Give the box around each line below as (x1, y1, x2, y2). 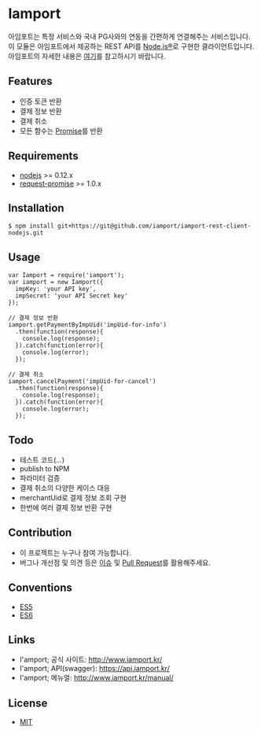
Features (8, 75, 53, 88)
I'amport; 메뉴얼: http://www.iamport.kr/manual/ (19, 673, 175, 683)
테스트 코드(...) (19, 456, 65, 464)
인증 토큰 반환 (19, 96, 62, 106)
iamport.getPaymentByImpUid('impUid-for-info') (8, 321, 167, 329)
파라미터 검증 (19, 474, 61, 482)
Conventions (8, 581, 73, 595)
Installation (8, 201, 64, 215)
